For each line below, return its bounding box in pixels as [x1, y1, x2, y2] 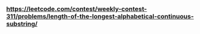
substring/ [6, 20, 38, 28]
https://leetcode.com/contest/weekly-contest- [6, 5, 147, 13]
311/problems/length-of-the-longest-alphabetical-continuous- [6, 12, 194, 20]
